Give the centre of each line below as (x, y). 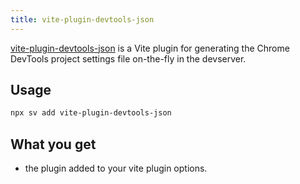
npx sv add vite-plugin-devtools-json (91, 113)
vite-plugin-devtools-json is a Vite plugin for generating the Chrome (150, 48)
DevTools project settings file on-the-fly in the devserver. (128, 58)
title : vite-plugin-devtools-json (82, 19)
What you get (53, 144)
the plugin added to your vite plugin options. (116, 168)
